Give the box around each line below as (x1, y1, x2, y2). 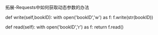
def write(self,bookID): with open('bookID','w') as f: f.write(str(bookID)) (5, 14, 153, 20)
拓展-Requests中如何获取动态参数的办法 (5, 4, 89, 10)
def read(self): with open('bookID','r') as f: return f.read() (5, 24, 124, 30)
